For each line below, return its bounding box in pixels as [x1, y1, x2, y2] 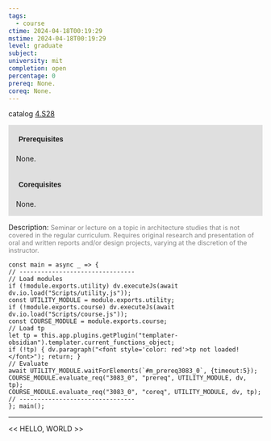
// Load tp [8, 325, 45, 333]
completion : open [8, 65, 67, 73]
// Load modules [8, 275, 63, 283]
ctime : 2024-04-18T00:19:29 [8, 27, 103, 35]
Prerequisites [19, 135, 64, 144]
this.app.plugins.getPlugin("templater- [40, 332, 179, 340]
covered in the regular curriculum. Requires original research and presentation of [8, 231, 254, 240]
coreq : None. [8, 86, 52, 95]
